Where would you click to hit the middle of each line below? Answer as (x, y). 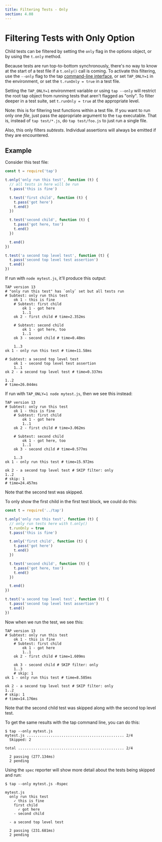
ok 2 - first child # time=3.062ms (50, 428)
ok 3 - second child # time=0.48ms (50, 338)
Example (18, 151)
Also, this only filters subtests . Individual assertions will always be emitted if (81, 130)
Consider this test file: (27, 162)
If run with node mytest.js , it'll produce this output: (56, 278)
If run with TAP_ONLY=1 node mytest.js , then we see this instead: (69, 394)
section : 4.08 (19, 14)
